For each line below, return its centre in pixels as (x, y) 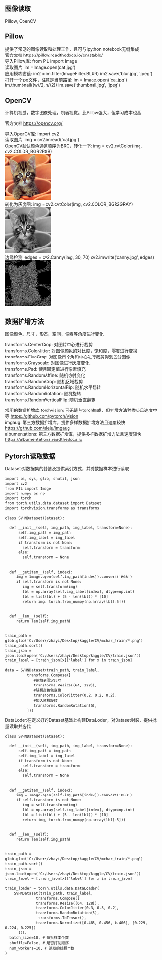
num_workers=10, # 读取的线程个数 (42, 948)
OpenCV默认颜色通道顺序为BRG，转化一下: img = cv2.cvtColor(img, (74, 146)
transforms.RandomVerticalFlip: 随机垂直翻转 (50, 400)
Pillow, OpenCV (21, 21)
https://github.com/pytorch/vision (45, 416)
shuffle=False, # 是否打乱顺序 (39, 943)
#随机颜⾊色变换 (47, 691)
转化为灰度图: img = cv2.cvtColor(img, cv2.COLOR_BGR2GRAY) (69, 204)
